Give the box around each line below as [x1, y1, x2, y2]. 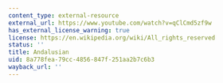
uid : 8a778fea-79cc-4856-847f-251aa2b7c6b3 [8, 56, 155, 64]
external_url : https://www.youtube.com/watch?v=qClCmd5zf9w [8, 19, 213, 27]
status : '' [8, 41, 45, 49]
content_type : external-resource [8, 11, 119, 20]
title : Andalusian [8, 48, 69, 56]
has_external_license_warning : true [8, 26, 130, 34]
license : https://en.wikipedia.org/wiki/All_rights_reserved [8, 33, 216, 42]
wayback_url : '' [8, 63, 62, 71]
